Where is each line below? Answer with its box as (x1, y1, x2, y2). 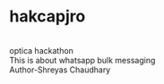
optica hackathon (9, 45, 74, 55)
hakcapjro (9, 6, 86, 27)
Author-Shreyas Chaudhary (9, 64, 111, 75)
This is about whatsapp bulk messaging (9, 55, 156, 65)
